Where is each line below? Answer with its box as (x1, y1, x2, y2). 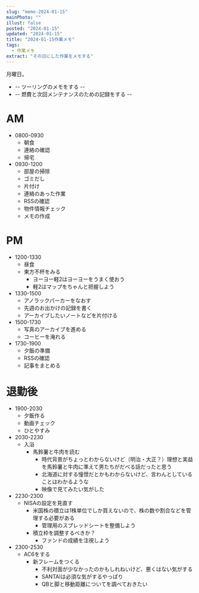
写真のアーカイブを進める (23, 325, 86, 332)
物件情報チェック (23, 204, 66, 212)
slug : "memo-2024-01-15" (6, 8, 68, 15)
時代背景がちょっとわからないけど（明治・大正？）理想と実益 (41, 456, 194, 463)
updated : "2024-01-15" (6, 31, 63, 37)
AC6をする (23, 551, 51, 558)
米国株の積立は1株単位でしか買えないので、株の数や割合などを (32, 507, 186, 514)
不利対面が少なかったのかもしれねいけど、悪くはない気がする (41, 566, 193, 573)
